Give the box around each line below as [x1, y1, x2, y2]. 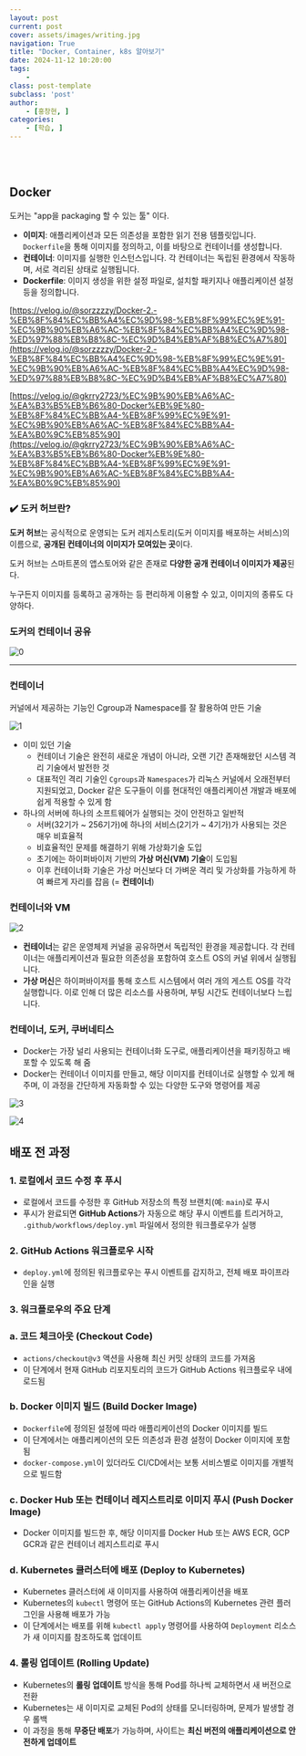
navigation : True [9, 38, 76, 48]
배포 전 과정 [9, 1144, 71, 1159]
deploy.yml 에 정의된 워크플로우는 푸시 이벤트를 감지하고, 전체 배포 [22, 1267, 259, 1278]
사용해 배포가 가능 [46, 1609, 111, 1620]
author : [9, 98, 39, 108]
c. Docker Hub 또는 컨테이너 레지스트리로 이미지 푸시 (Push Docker [9, 1493, 294, 1506]
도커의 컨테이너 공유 [9, 626, 92, 639]
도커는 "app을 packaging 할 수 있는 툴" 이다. [9, 210, 170, 221]
